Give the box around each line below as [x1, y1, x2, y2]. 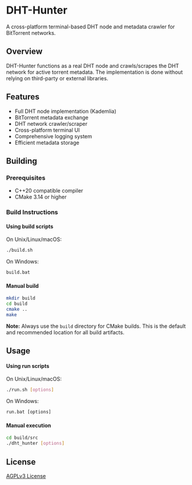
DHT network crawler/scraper [14, 120, 87, 127]
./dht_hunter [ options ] [6, 441, 65, 447]
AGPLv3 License [6, 472, 46, 479]
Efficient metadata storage [14, 139, 80, 146]
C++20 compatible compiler [14, 187, 84, 194]
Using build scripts [6, 223, 54, 230]
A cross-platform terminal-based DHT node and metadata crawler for [6, 23, 175, 30]
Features [6, 92, 40, 102]
